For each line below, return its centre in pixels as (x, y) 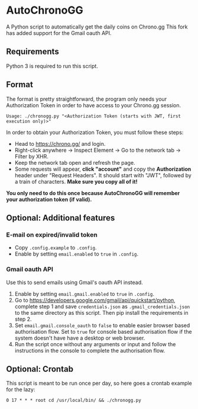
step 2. (23, 319)
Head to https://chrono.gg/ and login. (60, 143)
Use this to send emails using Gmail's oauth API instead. (74, 282)
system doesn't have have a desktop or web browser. (80, 338)
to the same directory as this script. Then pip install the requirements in (101, 312)
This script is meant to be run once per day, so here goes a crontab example (99, 384)
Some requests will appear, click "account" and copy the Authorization (103, 169)
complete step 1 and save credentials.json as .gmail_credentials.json (102, 306)
